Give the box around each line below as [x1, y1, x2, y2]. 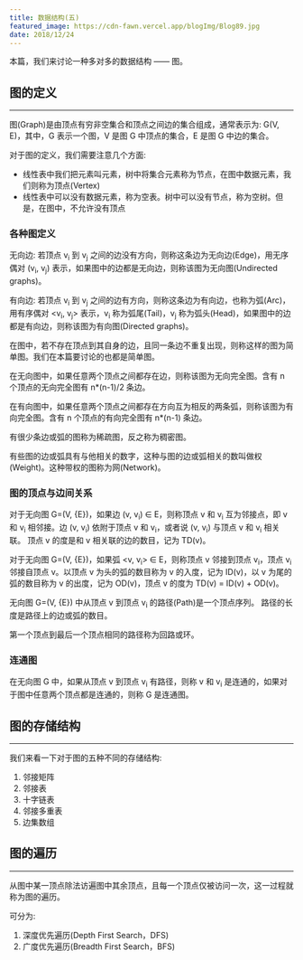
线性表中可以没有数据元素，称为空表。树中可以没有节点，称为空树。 [22, 192, 276, 202]
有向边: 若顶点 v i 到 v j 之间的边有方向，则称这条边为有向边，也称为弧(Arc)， [9, 295, 291, 307]
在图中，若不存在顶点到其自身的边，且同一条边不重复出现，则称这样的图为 [9, 340, 286, 351]
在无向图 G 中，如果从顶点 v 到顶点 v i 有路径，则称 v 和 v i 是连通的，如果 [9, 676, 280, 690]
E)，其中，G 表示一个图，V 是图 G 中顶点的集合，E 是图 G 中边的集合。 [9, 130, 274, 141]
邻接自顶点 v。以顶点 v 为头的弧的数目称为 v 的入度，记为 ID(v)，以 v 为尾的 [9, 567, 292, 578]
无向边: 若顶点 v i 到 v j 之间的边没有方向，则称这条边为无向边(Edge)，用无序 [9, 249, 289, 263]
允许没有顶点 [78, 202, 126, 213]
